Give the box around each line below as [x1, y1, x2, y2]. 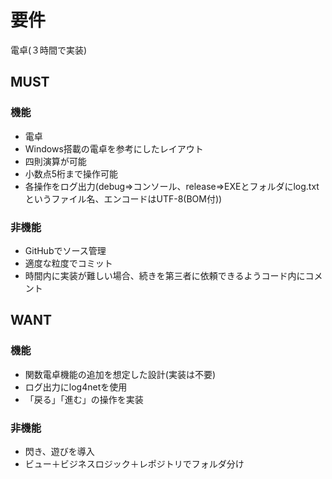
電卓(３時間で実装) [10, 44, 88, 56]
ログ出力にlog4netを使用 [24, 381, 128, 393]
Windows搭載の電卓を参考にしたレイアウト [24, 142, 204, 155]
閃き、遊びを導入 [24, 445, 95, 457]
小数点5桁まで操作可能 [24, 167, 119, 180]
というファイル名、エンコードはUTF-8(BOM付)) [24, 192, 223, 205]
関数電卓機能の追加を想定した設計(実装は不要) [24, 368, 217, 380]
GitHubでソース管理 [24, 244, 107, 256]
